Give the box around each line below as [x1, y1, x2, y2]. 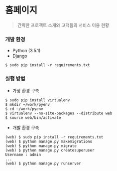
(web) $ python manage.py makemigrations [5, 139, 93, 144]
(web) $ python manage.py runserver [5, 161, 81, 166]
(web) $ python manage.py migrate [5, 143, 77, 148]
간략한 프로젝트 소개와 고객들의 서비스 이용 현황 [17, 22, 110, 28]
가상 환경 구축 [12, 87, 39, 93]
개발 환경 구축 [12, 124, 39, 130]
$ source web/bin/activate [5, 115, 61, 120]
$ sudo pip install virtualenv [5, 97, 70, 103]
